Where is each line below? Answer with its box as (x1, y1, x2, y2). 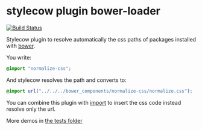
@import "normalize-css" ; (6, 65, 71, 72)
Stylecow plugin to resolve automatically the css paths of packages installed (6, 36, 197, 43)
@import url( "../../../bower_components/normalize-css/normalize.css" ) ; (6, 88, 193, 94)
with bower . (6, 42, 36, 49)
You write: (6, 54, 31, 61)
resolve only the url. (6, 105, 56, 113)
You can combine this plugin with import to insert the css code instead (6, 99, 181, 106)
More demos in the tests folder (6, 117, 83, 124)
